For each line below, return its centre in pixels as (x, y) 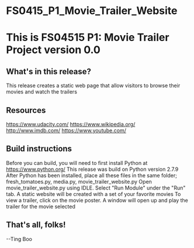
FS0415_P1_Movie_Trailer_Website (92, 11)
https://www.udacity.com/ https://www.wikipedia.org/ (71, 124)
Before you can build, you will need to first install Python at (77, 163)
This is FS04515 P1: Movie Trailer (88, 38)
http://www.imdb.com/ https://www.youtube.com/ (66, 130)
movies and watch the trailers (42, 92)
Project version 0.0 (53, 50)
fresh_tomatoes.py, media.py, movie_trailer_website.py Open (79, 181)
